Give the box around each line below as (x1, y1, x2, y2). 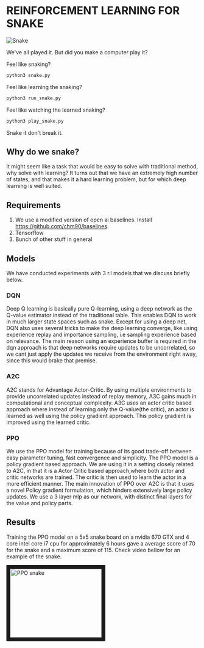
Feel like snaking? (6, 60, 51, 68)
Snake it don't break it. (6, 129, 63, 136)
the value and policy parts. (6, 499, 73, 506)
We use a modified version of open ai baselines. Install (15, 216, 152, 223)
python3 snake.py (6, 72, 51, 78)
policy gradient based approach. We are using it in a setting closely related (6, 460, 194, 467)
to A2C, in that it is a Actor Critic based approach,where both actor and (6, 467, 185, 474)
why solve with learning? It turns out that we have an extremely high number (6, 169, 198, 177)
